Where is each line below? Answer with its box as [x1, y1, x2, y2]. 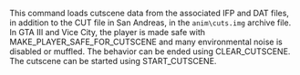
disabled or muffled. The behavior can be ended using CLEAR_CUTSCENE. [9, 46, 291, 57]
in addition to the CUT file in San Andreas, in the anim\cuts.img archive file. [9, 17, 292, 28]
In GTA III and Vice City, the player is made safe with [9, 27, 206, 37]
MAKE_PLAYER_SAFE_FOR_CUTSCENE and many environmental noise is [9, 36, 283, 47]
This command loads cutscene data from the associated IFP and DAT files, [9, 8, 290, 18]
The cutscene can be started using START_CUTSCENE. [9, 56, 217, 66]
